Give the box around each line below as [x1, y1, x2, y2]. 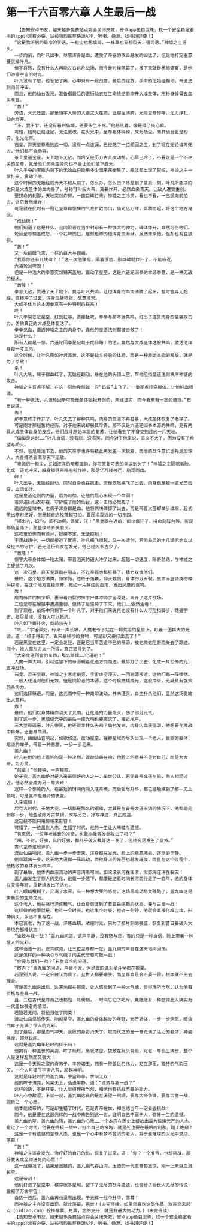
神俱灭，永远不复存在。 [6, 914, 56, 920]
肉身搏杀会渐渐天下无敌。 [14, 454, 69, 460]
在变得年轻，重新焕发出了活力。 [6, 882, 74, 888]
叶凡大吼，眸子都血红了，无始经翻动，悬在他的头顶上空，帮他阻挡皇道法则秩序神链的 [14, 371, 193, 377]
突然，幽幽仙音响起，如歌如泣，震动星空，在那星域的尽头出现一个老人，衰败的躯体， [14, 735, 193, 741]
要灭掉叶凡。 [6, 58, 34, 65]
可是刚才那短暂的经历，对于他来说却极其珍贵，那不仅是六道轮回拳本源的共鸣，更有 [14, 422, 189, 428]
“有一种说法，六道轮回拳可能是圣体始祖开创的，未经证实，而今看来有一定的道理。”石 [14, 397, 192, 403]
